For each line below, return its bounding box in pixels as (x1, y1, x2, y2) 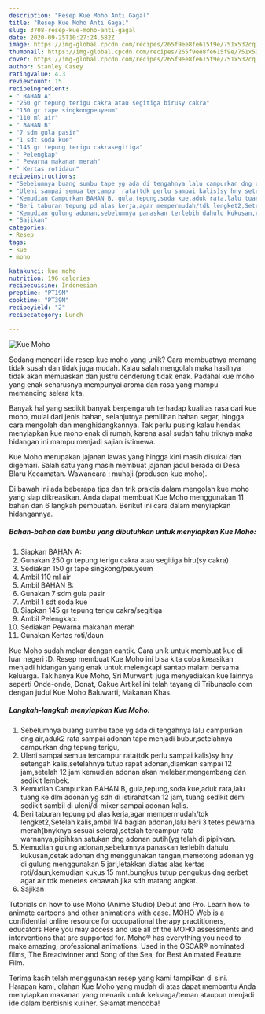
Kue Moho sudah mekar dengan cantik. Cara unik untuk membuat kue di (9, 646, 243, 655)
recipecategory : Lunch (9, 311, 83, 319)
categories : (9, 223, 48, 232)
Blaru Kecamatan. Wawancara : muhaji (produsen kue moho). (9, 469, 208, 478)
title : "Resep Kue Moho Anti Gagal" (9, 19, 129, 27)
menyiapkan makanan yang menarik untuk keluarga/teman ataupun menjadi (9, 990, 255, 999)
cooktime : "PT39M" (9, 297, 69, 304)
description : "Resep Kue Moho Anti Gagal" (9, 11, 150, 20)
